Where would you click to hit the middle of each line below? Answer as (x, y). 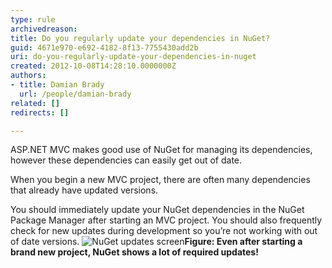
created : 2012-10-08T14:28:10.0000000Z (93, 66)
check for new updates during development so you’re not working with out (164, 231)
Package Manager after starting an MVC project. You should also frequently (166, 220)
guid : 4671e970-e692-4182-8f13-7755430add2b (104, 47)
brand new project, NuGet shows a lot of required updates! (134, 252)
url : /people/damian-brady (75, 94)
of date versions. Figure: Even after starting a (156, 242)
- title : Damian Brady (57, 85)
